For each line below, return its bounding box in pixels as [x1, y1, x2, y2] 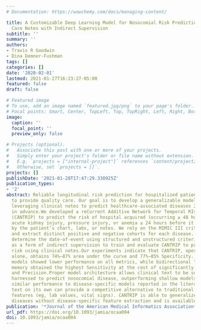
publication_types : [6, 181, 55, 187]
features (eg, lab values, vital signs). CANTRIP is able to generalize [11, 292, 197, 298]
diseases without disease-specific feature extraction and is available [11, 298, 197, 304]
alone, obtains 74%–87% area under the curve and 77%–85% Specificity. [11, 253, 194, 259]
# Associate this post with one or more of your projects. [6, 148, 162, 154]
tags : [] [6, 58, 28, 65]
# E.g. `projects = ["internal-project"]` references [6, 158, 148, 164]
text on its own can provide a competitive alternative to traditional [11, 287, 194, 293]
